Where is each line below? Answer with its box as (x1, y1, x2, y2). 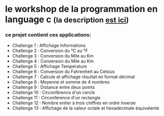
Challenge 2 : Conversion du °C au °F (12, 48, 88, 54)
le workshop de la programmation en (5, 3, 158, 15)
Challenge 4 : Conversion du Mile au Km (12, 58, 94, 64)
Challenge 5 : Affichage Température (12, 63, 87, 69)
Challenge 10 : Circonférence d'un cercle (12, 89, 95, 95)
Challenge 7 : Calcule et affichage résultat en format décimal (12, 74, 135, 80)
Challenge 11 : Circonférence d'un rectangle (12, 95, 101, 101)
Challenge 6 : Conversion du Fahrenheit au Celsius (12, 69, 115, 75)
